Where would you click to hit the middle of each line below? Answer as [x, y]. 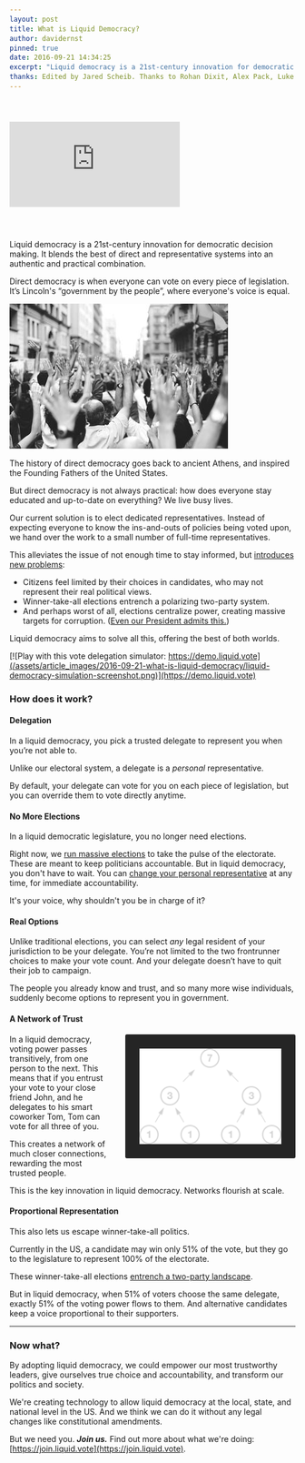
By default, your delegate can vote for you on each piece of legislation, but [149, 786]
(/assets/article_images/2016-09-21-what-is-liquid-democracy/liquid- [140, 665]
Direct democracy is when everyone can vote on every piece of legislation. [149, 281]
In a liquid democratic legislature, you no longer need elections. [128, 836]
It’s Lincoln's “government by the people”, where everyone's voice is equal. [150, 290]
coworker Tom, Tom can [55, 1116]
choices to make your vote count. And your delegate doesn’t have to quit [145, 961]
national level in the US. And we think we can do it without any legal [136, 1412]
